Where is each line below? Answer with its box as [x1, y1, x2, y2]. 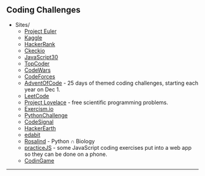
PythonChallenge [24, 111, 68, 119]
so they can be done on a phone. [24, 150, 108, 158]
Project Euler [24, 27, 57, 35]
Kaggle [24, 33, 43, 41]
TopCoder [24, 60, 50, 67]
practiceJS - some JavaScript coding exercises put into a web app [24, 144, 192, 151]
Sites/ [15, 21, 31, 28]
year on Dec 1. [24, 85, 61, 93]
